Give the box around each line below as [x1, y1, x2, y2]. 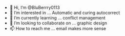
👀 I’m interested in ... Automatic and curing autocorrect [9, 10, 120, 16]
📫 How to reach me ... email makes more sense [9, 26, 106, 31]
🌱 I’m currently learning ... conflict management [9, 15, 106, 20]
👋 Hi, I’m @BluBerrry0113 [9, 5, 60, 10]
